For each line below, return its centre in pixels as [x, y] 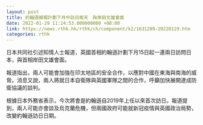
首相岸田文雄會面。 [46, 60]
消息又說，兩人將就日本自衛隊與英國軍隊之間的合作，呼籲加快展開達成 [104, 80]
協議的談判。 [27, 88]
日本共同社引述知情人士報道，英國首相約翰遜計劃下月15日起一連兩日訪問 [96, 53]
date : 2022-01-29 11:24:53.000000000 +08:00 [63, 23]
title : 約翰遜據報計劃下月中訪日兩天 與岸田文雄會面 [65, 18]
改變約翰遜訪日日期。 [33, 116]
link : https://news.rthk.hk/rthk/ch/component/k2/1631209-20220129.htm [98, 29]
